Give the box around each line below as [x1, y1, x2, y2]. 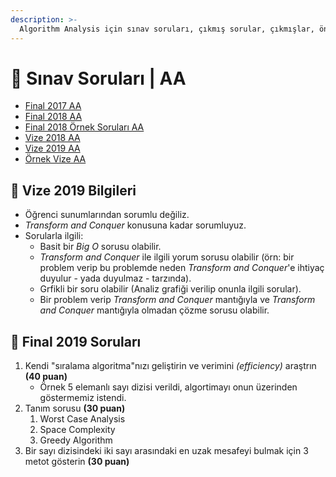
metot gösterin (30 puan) [24, 456, 130, 468]
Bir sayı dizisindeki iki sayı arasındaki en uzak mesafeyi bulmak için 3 [24, 445, 309, 457]
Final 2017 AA [24, 100, 82, 112]
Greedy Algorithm [39, 434, 113, 446]
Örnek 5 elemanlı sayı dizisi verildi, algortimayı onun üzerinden [39, 381, 298, 393]
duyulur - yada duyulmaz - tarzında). [39, 272, 192, 285]
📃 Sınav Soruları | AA [10, 67, 187, 90]
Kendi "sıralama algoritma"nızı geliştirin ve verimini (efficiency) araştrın [24, 360, 317, 372]
